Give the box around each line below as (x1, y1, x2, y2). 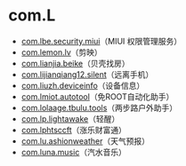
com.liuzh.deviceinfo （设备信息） (20, 80, 145, 91)
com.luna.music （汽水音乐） (20, 146, 126, 157)
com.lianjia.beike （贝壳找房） (20, 58, 130, 68)
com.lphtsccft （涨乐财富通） (20, 124, 126, 135)
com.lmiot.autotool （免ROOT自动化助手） (20, 91, 174, 102)
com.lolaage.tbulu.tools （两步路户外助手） (20, 102, 178, 113)
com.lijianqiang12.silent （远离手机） (20, 68, 154, 80)
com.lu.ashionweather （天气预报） (20, 135, 150, 146)
